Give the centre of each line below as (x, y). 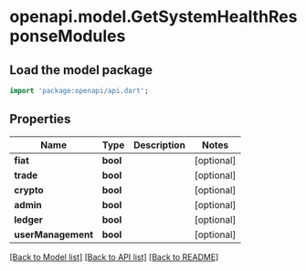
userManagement (54, 235)
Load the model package (81, 70)
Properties (40, 119)
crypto (29, 190)
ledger (29, 219)
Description (159, 145)
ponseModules (68, 36)
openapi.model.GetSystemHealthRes (153, 17)
